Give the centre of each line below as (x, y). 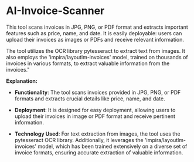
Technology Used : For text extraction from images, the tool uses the (97, 134)
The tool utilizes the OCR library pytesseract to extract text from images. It (96, 50)
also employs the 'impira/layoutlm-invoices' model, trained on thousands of (97, 57)
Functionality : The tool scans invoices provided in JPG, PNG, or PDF (98, 92)
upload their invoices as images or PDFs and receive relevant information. (95, 39)
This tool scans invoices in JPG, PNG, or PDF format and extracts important (97, 27)
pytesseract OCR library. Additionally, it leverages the (79, 140)
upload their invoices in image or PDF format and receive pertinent (95, 116)
